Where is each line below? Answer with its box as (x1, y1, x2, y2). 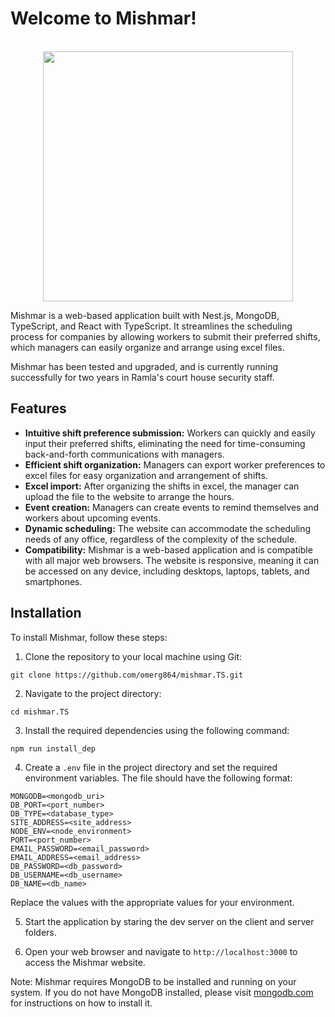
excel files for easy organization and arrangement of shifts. (24, 469, 268, 481)
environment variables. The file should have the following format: (24, 772, 293, 784)
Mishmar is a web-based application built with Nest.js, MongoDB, (10, 309, 280, 321)
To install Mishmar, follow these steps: (10, 631, 168, 643)
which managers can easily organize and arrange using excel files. (10, 341, 285, 353)
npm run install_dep (10, 743, 97, 754)
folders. (24, 926, 57, 938)
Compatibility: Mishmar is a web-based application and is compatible (24, 543, 313, 556)
